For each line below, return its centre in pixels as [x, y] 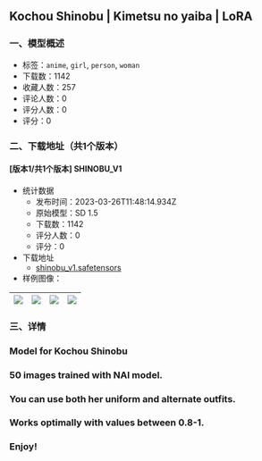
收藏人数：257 [49, 87]
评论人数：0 [44, 98]
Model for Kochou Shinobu [68, 351]
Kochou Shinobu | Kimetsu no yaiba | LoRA [131, 17]
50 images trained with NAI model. [86, 374]
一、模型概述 [37, 44]
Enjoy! [23, 447]
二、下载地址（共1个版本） [66, 146]
